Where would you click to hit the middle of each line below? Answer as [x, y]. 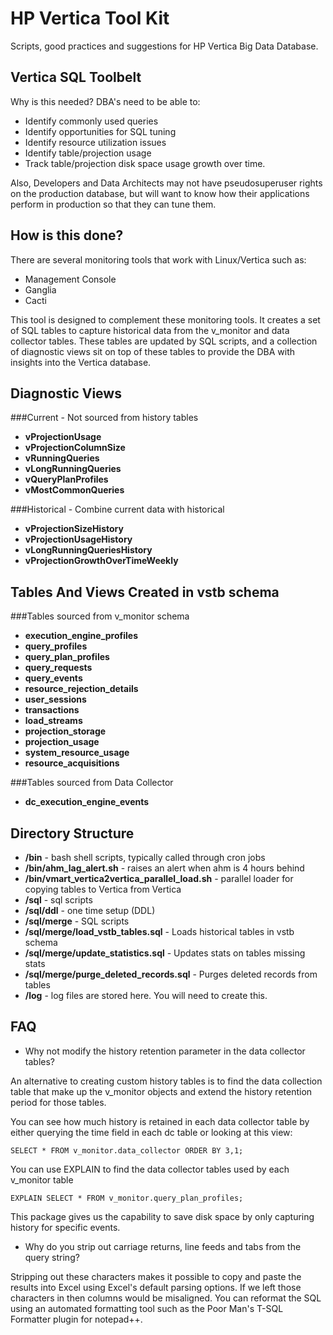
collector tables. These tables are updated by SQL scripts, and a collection [164, 341]
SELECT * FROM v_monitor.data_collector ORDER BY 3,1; [127, 1150]
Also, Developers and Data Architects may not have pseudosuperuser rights [166, 183]
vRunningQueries [62, 458]
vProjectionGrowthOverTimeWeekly [101, 561]
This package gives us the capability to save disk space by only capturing [162, 1216]
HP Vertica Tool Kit [90, 18]
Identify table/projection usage [88, 153]
